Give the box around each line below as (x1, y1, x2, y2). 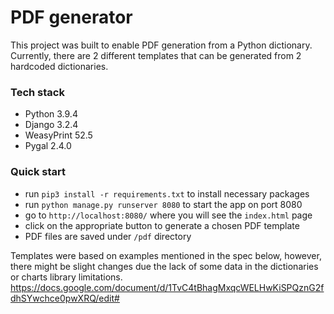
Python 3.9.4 (24, 108, 78, 120)
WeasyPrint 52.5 (24, 129, 93, 141)
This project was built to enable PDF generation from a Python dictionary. (10, 39, 313, 51)
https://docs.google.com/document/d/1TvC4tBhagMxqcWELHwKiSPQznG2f (10, 281, 325, 293)
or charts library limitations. (10, 271, 123, 283)
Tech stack (10, 85, 65, 99)
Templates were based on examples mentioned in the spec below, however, (10, 249, 322, 261)
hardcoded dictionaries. (10, 60, 109, 72)
